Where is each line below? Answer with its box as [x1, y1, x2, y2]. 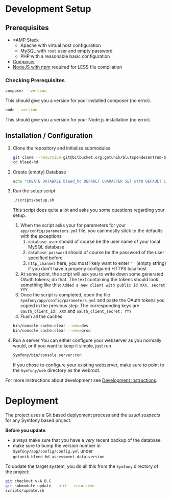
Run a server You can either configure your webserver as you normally [12, 337, 162, 343]
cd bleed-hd [12, 159, 38, 165]
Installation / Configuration [5, 131, 93, 140]
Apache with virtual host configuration [20, 42, 101, 48]
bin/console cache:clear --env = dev [12, 323, 89, 329]
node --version [5, 108, 38, 113]
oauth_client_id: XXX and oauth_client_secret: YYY [20, 308, 132, 314]
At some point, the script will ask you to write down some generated [20, 271, 164, 277]
